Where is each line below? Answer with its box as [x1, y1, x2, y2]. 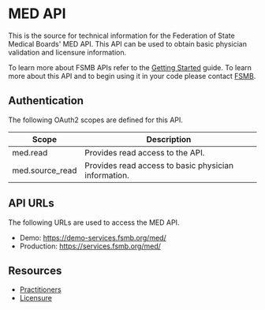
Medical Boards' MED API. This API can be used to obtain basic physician [8, 39, 247, 48]
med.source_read [12, 165, 77, 176]
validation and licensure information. [8, 47, 127, 57]
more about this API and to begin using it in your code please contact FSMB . [8, 71, 256, 80]
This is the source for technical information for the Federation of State [8, 31, 235, 40]
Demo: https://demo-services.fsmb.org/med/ [19, 233, 167, 242]
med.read [12, 147, 48, 158]
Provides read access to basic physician [84, 159, 234, 170]
